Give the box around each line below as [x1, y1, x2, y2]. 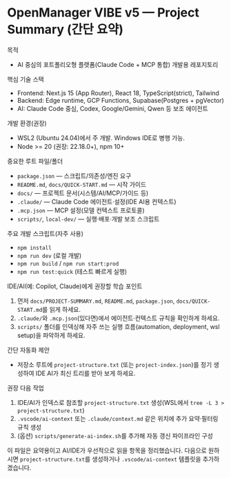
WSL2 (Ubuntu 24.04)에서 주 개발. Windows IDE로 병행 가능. [17, 133, 185, 142]
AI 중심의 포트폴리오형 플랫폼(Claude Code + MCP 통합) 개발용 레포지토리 [17, 60, 219, 68]
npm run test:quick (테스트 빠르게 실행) [17, 267, 128, 275]
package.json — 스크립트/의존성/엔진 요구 [17, 171, 132, 180]
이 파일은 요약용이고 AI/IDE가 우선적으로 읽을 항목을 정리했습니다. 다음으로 [7, 446, 207, 455]
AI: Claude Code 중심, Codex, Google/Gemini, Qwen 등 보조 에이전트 [17, 104, 208, 112]
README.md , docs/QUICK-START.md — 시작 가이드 [17, 180, 147, 188]
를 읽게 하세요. [42, 305, 81, 313]
